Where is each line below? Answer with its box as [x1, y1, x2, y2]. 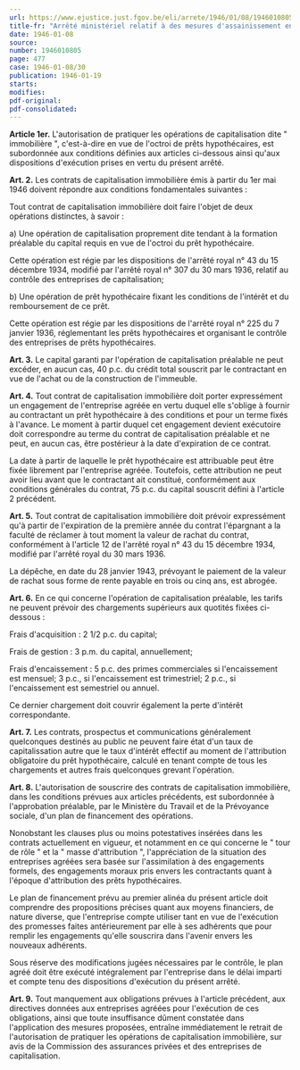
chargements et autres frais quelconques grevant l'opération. [9, 765, 235, 775]
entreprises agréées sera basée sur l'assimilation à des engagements [9, 857, 265, 867]
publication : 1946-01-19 [9, 71, 102, 80]
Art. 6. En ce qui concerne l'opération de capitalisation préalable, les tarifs [9, 593, 283, 604]
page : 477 [9, 54, 46, 63]
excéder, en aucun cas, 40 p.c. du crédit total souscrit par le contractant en [9, 364, 287, 375]
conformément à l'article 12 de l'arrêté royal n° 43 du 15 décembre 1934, [9, 539, 276, 550]
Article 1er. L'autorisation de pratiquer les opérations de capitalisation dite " [9, 129, 287, 139]
